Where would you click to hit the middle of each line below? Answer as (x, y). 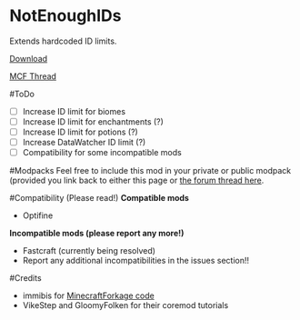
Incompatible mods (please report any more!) (97, 234)
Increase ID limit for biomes (74, 111)
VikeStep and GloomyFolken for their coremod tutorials (125, 305)
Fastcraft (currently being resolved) (89, 251)
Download (29, 58)
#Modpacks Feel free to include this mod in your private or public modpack (150, 171)
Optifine (38, 215)
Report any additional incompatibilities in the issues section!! (136, 261)
